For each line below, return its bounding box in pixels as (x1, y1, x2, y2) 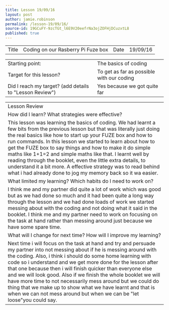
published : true (5, 31, 39, 36)
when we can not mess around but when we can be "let (8, 290, 139, 297)
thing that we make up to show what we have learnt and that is (8, 284, 155, 291)
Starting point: (8, 60, 41, 67)
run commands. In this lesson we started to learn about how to (8, 138, 155, 145)
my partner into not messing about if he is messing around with (8, 246, 157, 253)
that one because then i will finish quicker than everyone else (8, 265, 152, 272)
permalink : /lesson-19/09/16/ (5, 21, 69, 27)
